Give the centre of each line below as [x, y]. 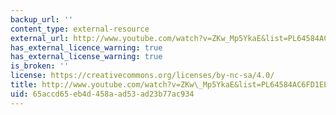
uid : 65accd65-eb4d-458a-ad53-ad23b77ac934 [102, 94]
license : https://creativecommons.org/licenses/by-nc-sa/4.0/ [142, 76]
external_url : [40, 38]
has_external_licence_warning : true [86, 47]
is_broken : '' [40, 66]
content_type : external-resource [80, 29]
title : [24, 85]
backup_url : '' [42, 19]
